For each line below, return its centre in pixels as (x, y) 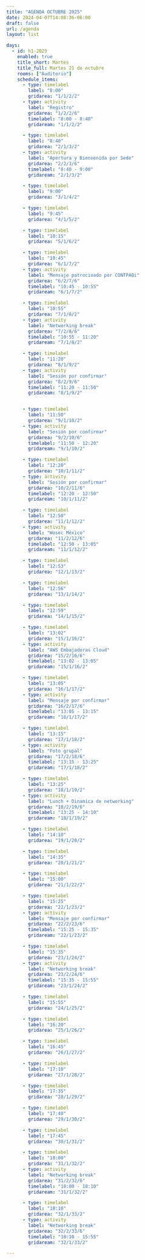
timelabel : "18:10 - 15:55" (63, 1237)
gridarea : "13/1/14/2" (57, 594)
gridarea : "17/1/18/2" (57, 739)
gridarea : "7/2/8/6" (54, 331)
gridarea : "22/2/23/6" (57, 924)
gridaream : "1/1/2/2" (56, 124)
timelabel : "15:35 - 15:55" (63, 980)
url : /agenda (23, 29)
